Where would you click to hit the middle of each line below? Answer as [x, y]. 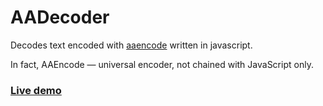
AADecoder [60, 17]
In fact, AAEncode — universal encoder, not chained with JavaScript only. [162, 64]
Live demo [36, 90]
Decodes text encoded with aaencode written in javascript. [131, 45]
